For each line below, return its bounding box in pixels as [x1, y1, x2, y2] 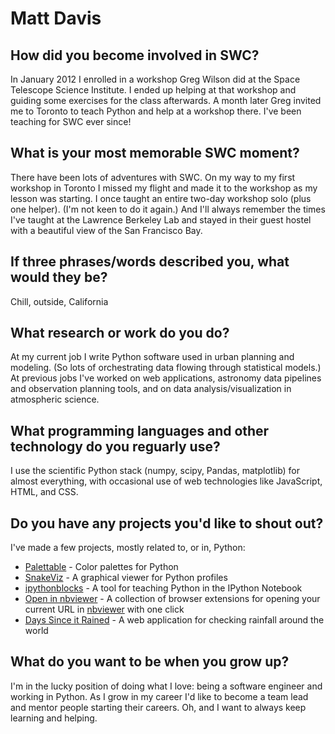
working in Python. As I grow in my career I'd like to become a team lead [10, 690, 309, 702]
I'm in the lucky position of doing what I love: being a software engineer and [10, 680, 323, 692]
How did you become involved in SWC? [10, 47, 260, 64]
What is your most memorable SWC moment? [10, 145, 300, 162]
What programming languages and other [10, 422, 270, 439]
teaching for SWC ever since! [10, 116, 132, 127]
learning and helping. [10, 712, 98, 724]
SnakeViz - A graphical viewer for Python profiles [24, 572, 228, 584]
